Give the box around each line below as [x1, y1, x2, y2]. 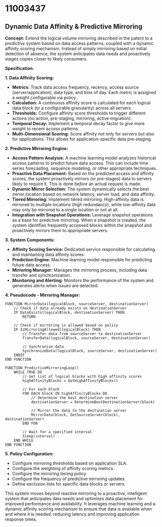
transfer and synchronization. [12, 273, 71, 278]
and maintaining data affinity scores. [12, 252, 85, 257]
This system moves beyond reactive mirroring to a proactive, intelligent [5, 490, 147, 496]
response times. [5, 516, 37, 522]
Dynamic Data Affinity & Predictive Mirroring [5, 22, 143, 31]
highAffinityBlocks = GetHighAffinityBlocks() [22, 378, 118, 383]
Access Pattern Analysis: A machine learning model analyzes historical [12, 155, 156, 161]
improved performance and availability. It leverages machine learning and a [5, 501, 156, 507]
